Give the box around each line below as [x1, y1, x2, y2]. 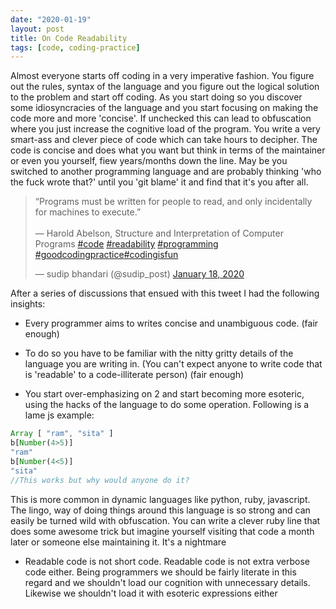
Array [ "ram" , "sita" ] [10, 429, 114, 439]
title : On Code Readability [10, 33, 128, 43]
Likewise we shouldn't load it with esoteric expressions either [24, 587, 278, 599]
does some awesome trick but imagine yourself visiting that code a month [10, 525, 315, 537]
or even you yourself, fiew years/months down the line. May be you [10, 155, 288, 167]
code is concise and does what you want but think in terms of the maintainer [10, 144, 326, 156]
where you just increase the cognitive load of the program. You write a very [10, 123, 321, 135]
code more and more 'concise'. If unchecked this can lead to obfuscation [10, 112, 312, 125]
